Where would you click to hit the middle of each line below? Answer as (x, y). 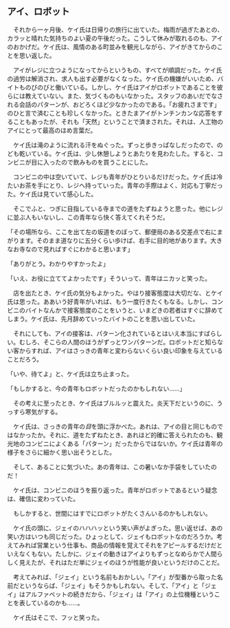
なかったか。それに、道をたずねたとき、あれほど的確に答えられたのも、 (115, 435)
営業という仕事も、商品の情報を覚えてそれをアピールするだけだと (130, 545)
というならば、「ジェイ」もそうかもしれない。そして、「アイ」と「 (112, 585)
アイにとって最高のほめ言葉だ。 (52, 130)
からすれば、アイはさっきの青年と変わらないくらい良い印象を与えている (121, 350)
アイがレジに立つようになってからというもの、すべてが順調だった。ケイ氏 (117, 70)
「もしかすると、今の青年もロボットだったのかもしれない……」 (96, 388)
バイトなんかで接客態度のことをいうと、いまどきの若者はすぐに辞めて (124, 310)
